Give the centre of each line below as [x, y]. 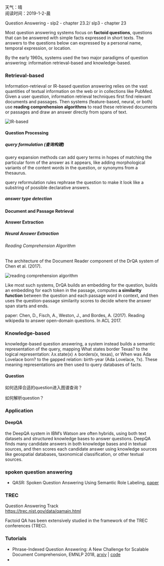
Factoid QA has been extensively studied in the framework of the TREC [76, 521]
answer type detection [29, 199]
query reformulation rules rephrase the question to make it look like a [74, 182]
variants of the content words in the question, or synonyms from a [72, 167]
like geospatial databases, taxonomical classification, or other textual [74, 454]
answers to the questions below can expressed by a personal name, [73, 43]
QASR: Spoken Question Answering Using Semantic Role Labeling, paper [85, 482]
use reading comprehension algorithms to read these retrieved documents [81, 107]
